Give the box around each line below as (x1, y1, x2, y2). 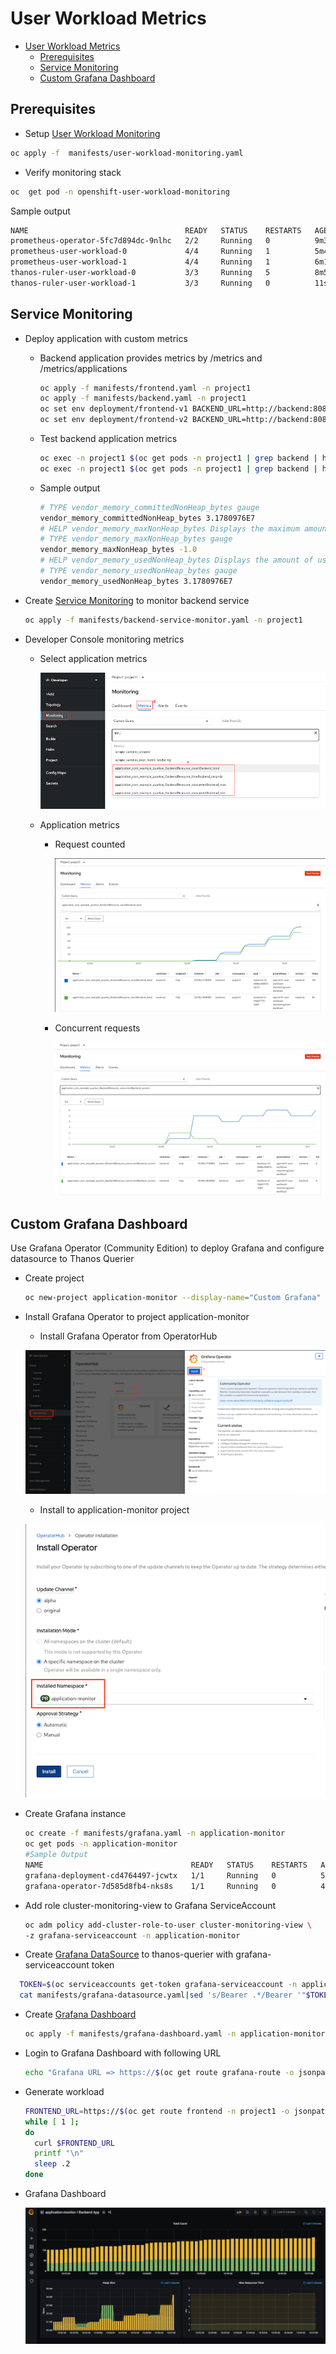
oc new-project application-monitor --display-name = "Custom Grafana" (24, 1293, 322, 1303)
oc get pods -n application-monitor (24, 1839, 178, 1849)
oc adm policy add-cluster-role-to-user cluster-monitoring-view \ (24, 1920, 312, 1930)
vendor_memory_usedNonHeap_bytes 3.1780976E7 (39, 576, 233, 586)
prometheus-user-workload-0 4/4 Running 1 (10, 247, 271, 257)
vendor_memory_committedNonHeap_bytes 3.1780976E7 (39, 513, 256, 523)
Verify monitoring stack (24, 166, 122, 178)
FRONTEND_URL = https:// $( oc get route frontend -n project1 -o (24, 2106, 290, 2116)
